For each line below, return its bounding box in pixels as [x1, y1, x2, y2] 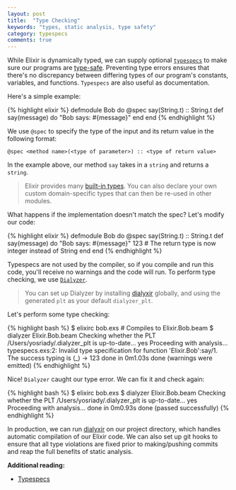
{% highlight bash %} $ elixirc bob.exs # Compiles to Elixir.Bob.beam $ [7, 324, 214, 333]
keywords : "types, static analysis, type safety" [7, 23, 157, 30]
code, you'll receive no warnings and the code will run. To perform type [7, 268, 216, 276]
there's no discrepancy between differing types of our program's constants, [7, 71, 228, 80]
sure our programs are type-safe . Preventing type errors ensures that [7, 64, 210, 72]
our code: [7, 218, 36, 227]
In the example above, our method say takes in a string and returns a [7, 160, 209, 169]
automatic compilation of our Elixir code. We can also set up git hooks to [7, 432, 218, 441]
